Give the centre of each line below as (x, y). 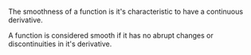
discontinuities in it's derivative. (60, 44)
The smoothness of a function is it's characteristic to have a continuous (126, 12)
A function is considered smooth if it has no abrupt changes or (111, 35)
